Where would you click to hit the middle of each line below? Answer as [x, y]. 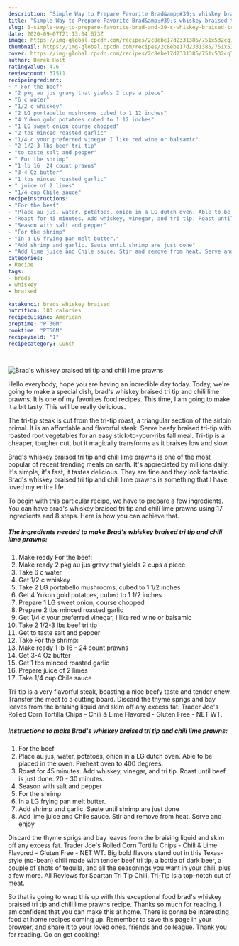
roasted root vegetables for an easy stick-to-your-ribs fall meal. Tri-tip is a [117, 435]
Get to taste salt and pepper [59, 633]
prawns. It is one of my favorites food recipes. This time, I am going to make [119, 399]
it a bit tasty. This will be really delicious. [67, 406]
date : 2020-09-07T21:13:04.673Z [56, 34]
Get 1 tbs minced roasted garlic [64, 663]
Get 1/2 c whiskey [44, 580]
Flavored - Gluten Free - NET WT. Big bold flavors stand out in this [105, 853]
